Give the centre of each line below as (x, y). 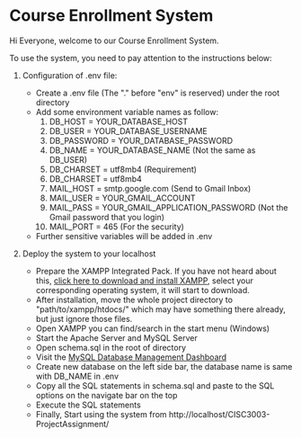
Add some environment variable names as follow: (127, 112)
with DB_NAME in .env (77, 376)
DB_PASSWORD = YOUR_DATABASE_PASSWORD (141, 140)
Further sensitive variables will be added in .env (124, 236)
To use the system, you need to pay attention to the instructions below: (141, 58)
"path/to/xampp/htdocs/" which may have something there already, (160, 309)
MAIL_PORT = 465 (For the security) (116, 227)
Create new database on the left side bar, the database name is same (164, 366)
